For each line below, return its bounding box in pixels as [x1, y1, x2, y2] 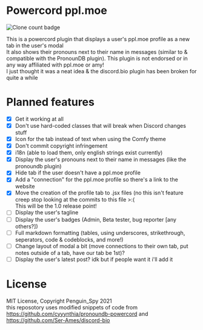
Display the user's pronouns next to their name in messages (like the [15, 156, 187, 163]
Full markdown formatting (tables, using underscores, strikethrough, [15, 229, 185, 236]
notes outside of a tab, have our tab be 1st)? [15, 249, 125, 256]
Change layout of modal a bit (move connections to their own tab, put [15, 242, 189, 249]
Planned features [6, 95, 95, 109]
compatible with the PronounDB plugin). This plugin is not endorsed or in [6, 54, 188, 62]
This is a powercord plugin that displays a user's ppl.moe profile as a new [6, 35, 190, 42]
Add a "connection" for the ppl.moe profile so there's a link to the [15, 176, 179, 183]
